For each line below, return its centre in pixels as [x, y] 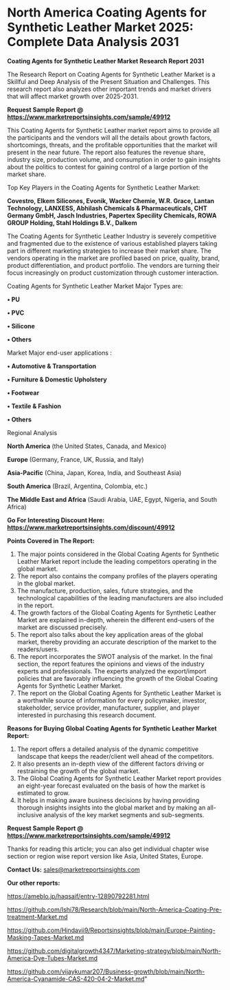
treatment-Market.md [37, 916]
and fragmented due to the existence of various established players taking [112, 243]
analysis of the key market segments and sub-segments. [124, 814]
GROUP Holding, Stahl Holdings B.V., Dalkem [72, 222]
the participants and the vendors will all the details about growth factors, [110, 137]
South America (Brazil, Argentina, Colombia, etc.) [78, 486]
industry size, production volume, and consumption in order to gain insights [114, 159]
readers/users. [38, 649]
